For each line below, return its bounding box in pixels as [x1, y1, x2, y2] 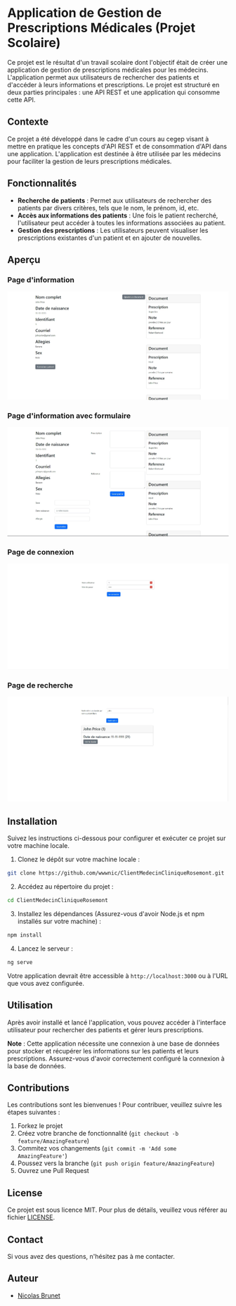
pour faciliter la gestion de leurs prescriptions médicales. [7, 157, 172, 165]
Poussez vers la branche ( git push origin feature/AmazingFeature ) [17, 1159, 215, 1167]
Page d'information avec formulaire [7, 410, 131, 420]
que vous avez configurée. [7, 979, 84, 987]
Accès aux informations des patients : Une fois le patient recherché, [17, 211, 218, 220]
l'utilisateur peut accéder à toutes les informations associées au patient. [17, 218, 226, 227]
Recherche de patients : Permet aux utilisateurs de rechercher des [17, 196, 212, 205]
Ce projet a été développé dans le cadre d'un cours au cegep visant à [7, 134, 209, 143]
